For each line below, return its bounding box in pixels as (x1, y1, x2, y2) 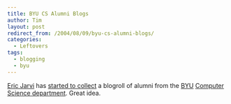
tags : (7, 50, 23, 57)
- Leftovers (13, 43, 49, 50)
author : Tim (7, 17, 42, 24)
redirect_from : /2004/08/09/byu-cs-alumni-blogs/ (7, 29, 155, 37)
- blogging (13, 56, 45, 63)
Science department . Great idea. (7, 89, 101, 97)
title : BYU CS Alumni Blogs (7, 10, 89, 17)
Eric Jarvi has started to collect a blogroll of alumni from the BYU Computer (7, 81, 225, 89)
